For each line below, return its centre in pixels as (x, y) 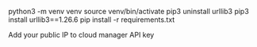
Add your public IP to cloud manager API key (81, 35)
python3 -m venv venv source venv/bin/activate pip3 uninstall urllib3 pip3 (129, 11)
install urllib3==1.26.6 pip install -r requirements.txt (92, 20)
